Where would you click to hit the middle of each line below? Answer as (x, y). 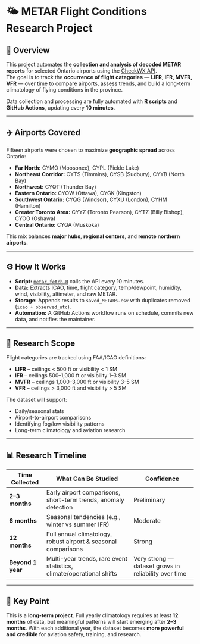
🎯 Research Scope (41, 344)
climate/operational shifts (82, 574)
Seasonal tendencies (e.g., (83, 517)
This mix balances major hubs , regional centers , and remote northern (93, 236)
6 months (23, 521)
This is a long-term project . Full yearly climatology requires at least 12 (92, 615)
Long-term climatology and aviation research (70, 430)
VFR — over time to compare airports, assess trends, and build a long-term (98, 83)
